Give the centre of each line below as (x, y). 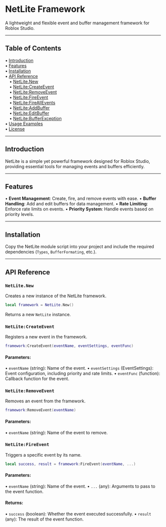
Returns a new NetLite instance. (38, 314)
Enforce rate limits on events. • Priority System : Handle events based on (80, 209)
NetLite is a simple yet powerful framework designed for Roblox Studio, (78, 161)
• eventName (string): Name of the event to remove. (56, 432)
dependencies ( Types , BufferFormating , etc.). (51, 252)
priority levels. (20, 214)
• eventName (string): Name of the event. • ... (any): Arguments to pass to (80, 486)
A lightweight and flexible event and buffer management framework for (77, 23)
